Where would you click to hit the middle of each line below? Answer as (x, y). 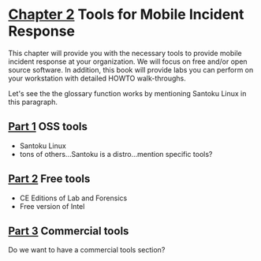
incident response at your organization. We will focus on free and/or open (128, 62)
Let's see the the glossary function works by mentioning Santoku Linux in (127, 93)
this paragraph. (33, 102)
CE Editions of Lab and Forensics (73, 198)
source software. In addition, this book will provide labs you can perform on (131, 69)
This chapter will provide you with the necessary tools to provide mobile (125, 53)
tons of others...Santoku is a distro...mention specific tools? (116, 154)
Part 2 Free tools (49, 179)
